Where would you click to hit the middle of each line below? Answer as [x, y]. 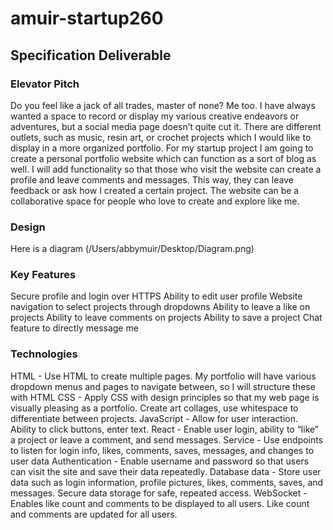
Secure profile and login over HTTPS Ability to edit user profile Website [156, 296]
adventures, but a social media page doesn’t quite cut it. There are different [166, 126]
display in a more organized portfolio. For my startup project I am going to [162, 148]
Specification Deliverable [91, 55]
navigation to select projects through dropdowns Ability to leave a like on [160, 307]
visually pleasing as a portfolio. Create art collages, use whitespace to [154, 408]
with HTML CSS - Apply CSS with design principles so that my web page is [165, 397]
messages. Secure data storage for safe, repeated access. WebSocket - [159, 493]
